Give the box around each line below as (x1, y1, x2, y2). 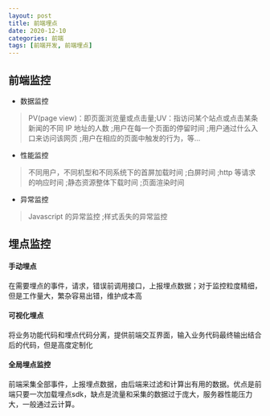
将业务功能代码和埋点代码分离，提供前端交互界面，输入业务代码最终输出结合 (8, 330, 262, 340)
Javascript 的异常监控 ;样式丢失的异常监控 (27, 211, 168, 221)
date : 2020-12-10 (8, 27, 67, 35)
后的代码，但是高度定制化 (8, 340, 93, 349)
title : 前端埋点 (8, 19, 58, 27)
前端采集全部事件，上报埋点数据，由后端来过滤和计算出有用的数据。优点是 (8, 379, 255, 389)
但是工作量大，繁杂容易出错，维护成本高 (8, 291, 142, 300)
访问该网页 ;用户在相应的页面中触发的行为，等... (42, 133, 201, 143)
